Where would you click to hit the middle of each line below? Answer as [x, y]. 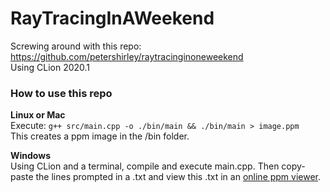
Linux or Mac [38, 115]
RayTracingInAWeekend [112, 18]
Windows [30, 156]
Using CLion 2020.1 [50, 67]
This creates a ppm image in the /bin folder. [100, 136]
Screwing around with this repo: [76, 46]
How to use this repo [61, 93]
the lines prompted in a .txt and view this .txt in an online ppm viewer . [178, 177]
